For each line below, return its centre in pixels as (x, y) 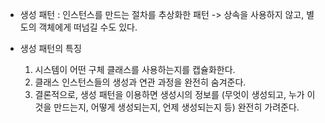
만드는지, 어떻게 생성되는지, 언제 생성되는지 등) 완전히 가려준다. (176, 107)
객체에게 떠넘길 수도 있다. (88, 27)
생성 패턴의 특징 (50, 48)
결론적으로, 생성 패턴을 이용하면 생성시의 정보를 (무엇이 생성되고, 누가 (169, 94)
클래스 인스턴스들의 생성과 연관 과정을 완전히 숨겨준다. (140, 82)
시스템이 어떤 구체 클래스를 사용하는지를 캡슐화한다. (135, 69)
